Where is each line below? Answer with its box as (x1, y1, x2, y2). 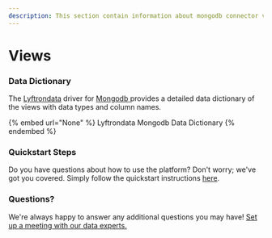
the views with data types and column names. (8, 102, 162, 112)
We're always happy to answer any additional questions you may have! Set (8, 211, 257, 222)
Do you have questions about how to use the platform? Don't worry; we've (8, 165, 257, 174)
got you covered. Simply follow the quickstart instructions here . (8, 173, 220, 183)
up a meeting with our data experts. (8, 220, 127, 230)
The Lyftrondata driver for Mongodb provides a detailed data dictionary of (8, 94, 255, 103)
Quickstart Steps (8, 147, 77, 158)
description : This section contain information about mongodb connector (8, 11, 259, 20)
